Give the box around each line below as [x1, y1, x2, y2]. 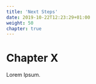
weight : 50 [6, 20, 34, 26]
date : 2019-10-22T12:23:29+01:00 [6, 14, 91, 20]
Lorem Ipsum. [6, 71, 41, 79]
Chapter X [6, 52, 59, 65]
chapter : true [6, 25, 42, 32]
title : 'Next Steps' [6, 8, 59, 15]
